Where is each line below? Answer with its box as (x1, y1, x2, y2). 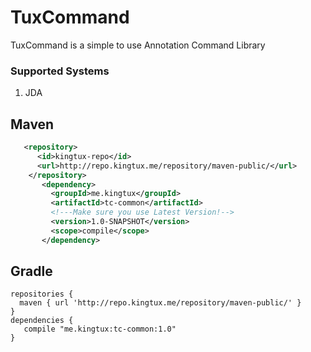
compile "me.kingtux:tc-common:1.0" (23, 324, 177, 335)
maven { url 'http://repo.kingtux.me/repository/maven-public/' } (19, 298, 302, 308)
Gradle (10, 263, 53, 280)
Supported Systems (10, 64, 110, 78)
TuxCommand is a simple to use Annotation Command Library (10, 39, 266, 51)
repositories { (10, 289, 74, 300)
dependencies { (10, 316, 74, 326)
